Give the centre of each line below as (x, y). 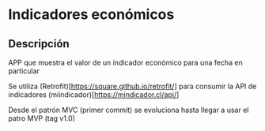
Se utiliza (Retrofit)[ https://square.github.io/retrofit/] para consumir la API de (132, 86)
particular (24, 71)
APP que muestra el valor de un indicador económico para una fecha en (125, 62)
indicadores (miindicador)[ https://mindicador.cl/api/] (94, 95)
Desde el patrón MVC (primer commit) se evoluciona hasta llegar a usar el (129, 110)
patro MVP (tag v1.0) (42, 118)
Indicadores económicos (91, 15)
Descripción (39, 44)
